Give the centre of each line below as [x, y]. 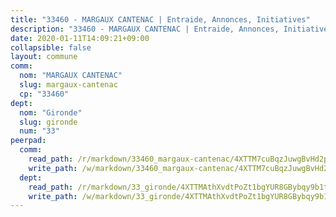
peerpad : [28, 141]
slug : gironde [48, 122]
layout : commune [44, 57]
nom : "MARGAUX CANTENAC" [71, 76]
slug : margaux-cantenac [68, 85]
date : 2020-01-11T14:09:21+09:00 [80, 38]
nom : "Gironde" [51, 112]
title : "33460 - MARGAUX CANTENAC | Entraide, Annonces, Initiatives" [160, 19]
